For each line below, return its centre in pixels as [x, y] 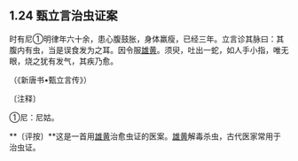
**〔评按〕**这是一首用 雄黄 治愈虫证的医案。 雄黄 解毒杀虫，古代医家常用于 [145, 136]
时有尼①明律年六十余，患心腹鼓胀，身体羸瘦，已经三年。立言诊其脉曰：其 [147, 39]
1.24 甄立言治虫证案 [63, 16]
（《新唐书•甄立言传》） [50, 80]
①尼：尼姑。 [34, 117]
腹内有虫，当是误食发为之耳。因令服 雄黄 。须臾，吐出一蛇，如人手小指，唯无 [149, 50]
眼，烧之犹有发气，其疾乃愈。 [63, 61]
